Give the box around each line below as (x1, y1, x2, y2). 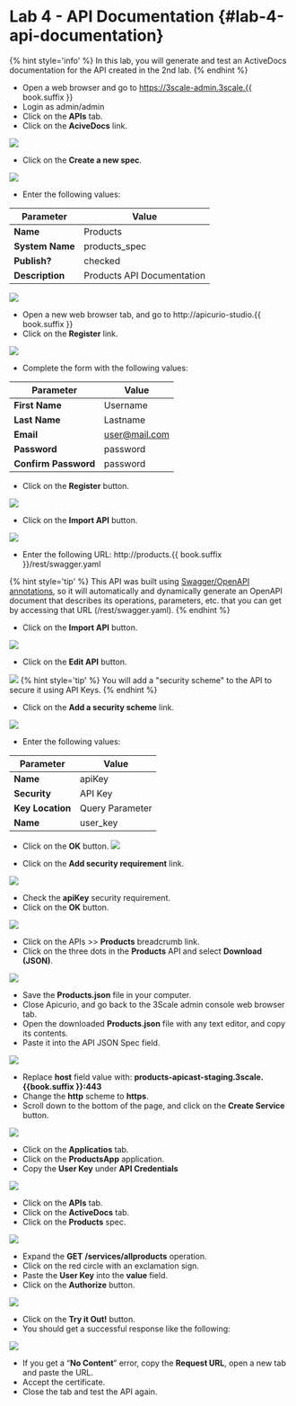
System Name (13, 240, 75, 253)
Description (13, 269, 65, 281)
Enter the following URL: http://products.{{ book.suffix (22, 548, 222, 559)
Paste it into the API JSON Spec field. (22, 1037, 161, 1048)
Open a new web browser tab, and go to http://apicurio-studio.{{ (22, 308, 262, 320)
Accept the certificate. (22, 1376, 106, 1387)
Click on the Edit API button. (22, 656, 127, 667)
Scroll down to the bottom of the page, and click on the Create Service (22, 1099, 285, 1111)
